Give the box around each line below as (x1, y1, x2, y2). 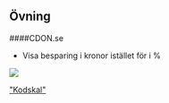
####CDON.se (9, 32, 64, 43)
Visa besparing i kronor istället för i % (21, 50, 161, 61)
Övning (9, 9, 51, 24)
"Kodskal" (9, 84, 46, 95)
